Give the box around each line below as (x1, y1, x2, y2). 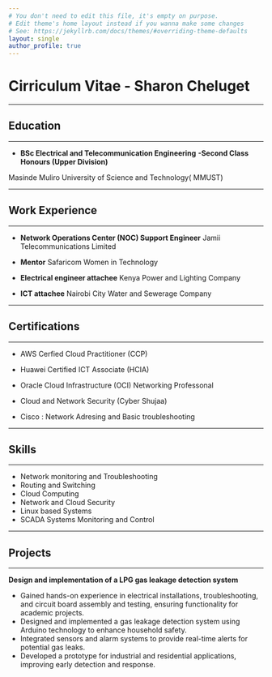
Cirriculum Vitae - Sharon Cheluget (8, 77, 250, 96)
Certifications (8, 319, 80, 333)
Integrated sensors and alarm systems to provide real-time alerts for (19, 634, 249, 644)
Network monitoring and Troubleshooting (19, 472, 158, 482)
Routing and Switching (19, 480, 96, 491)
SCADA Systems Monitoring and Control (19, 515, 155, 525)
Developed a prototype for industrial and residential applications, (19, 651, 237, 661)
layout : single (8, 34, 60, 43)
